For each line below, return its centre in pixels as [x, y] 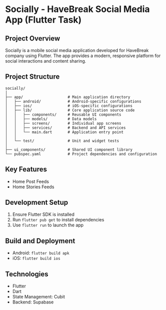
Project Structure [32, 77]
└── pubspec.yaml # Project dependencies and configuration [81, 154]
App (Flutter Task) [43, 20]
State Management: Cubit [39, 297]
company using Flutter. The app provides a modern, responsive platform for [83, 56]
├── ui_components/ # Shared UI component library [69, 149]
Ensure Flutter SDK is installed [43, 214]
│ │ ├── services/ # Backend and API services [66, 128]
